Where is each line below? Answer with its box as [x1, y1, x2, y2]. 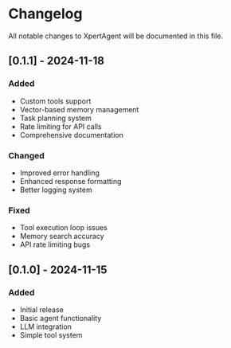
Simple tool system [19, 330, 83, 339]
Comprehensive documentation [19, 130, 123, 139]
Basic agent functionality [19, 313, 102, 323]
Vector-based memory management [19, 104, 139, 114]
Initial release [19, 304, 64, 315]
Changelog [8, 5, 83, 23]
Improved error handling [19, 168, 100, 178]
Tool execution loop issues [19, 223, 108, 233]
